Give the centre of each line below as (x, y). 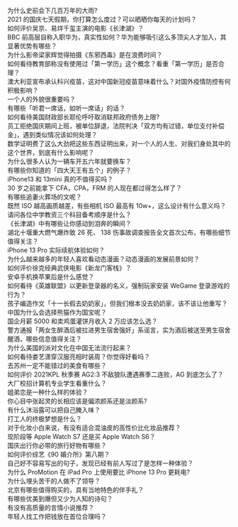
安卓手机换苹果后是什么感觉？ (51, 277)
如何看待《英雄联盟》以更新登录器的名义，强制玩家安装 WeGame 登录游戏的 (119, 286)
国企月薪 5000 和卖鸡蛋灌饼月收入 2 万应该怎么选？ (83, 321)
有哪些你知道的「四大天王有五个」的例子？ (69, 170)
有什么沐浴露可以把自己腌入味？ (54, 410)
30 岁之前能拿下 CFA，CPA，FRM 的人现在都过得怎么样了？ (95, 188)
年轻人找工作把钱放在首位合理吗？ (57, 516)
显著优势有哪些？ (32, 46)
